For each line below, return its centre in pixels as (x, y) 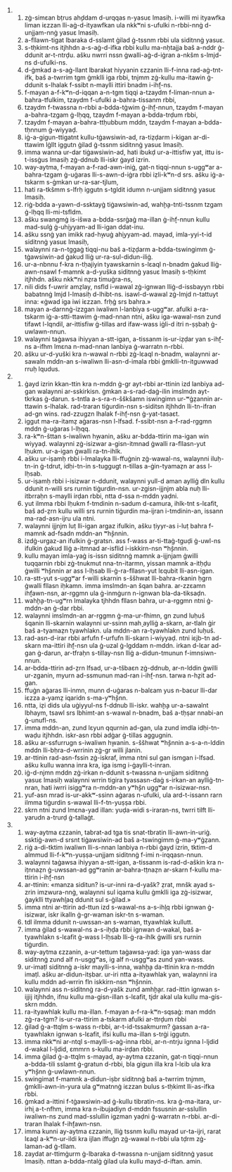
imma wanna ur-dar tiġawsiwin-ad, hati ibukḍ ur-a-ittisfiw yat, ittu (119, 152)
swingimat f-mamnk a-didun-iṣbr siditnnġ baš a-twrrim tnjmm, (115, 1079)
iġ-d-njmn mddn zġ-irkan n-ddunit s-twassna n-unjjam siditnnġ (116, 772)
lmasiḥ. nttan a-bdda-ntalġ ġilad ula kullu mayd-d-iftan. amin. (113, 1161)
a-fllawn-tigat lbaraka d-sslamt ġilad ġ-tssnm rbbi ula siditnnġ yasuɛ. (124, 40)
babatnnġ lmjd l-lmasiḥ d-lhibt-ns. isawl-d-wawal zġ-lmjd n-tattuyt (121, 294)
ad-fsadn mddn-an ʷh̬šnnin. (88, 533)
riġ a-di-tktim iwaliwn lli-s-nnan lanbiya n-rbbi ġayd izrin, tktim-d (118, 847)
